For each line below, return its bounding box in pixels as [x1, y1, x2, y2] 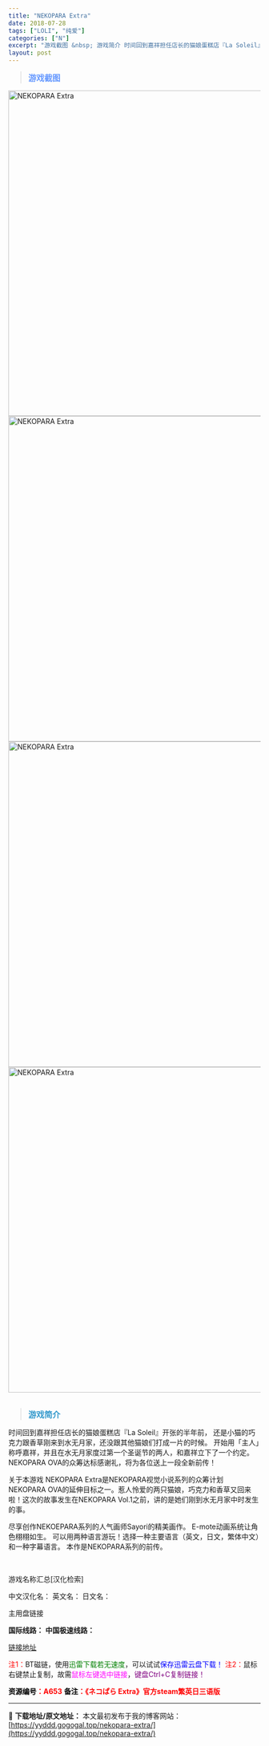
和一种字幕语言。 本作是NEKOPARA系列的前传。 [8, 1542, 167, 1551]
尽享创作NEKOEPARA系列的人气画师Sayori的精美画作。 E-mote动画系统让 [8, 1522, 251, 1531]
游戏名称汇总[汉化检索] [8, 1575, 84, 1583]
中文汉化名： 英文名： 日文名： [8, 1591, 110, 1601]
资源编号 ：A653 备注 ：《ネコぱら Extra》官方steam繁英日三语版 [8, 1687, 221, 1696]
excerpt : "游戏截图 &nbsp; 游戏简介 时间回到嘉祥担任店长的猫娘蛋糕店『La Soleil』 [8, 42, 264, 50]
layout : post [8, 49, 52, 57]
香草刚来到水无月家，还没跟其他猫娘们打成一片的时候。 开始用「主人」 [29, 1438, 259, 1447]
